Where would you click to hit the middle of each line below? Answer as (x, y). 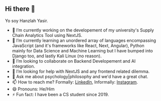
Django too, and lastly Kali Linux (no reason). (57, 56)
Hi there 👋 (20, 9)
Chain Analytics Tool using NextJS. (47, 35)
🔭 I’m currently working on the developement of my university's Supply (83, 30)
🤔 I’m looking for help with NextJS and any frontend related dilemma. (81, 71)
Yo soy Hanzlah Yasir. (27, 20)
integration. (24, 66)
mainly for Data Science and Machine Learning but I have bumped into (82, 50)
